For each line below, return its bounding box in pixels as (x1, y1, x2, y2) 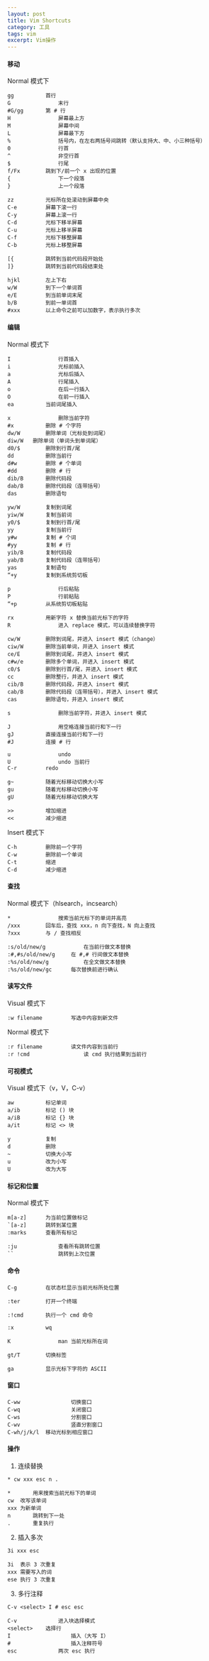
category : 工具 (7, 23, 50, 31)
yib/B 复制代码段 (7, 549, 72, 556)
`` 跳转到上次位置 (7, 1251, 96, 1258)
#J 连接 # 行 (7, 738, 72, 745)
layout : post (7, 10, 46, 18)
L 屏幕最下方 (7, 130, 85, 137)
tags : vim (7, 30, 37, 38)
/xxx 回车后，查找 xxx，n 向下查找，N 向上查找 (7, 922, 156, 929)
